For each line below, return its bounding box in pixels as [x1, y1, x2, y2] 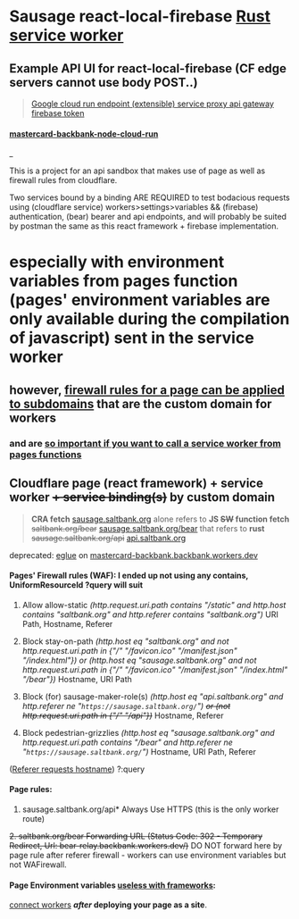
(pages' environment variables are [9, 290, 270, 310]
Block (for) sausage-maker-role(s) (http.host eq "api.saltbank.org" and [21, 690, 284, 702]
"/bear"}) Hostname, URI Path [21, 673, 132, 684]
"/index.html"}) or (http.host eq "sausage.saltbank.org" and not [21, 655, 257, 665]
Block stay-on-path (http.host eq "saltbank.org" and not [21, 636, 229, 647]
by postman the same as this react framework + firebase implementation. [9, 221, 279, 231]
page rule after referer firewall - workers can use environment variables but [9, 849, 287, 860]
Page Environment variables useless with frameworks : [9, 880, 216, 890]
